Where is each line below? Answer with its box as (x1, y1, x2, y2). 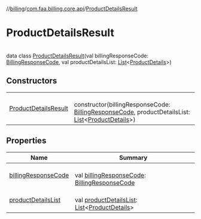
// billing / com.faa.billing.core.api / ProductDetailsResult (6, 5, 138, 12)
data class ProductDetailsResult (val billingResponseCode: (6, 52, 149, 59)
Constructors (6, 76, 57, 86)
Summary (119, 153, 148, 162)
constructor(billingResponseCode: (74, 100, 170, 108)
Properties (6, 136, 47, 146)
